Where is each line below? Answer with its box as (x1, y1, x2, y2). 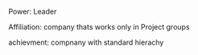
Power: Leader (8, 7, 57, 16)
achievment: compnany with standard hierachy (8, 37, 164, 47)
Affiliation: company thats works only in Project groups (8, 22, 191, 31)
